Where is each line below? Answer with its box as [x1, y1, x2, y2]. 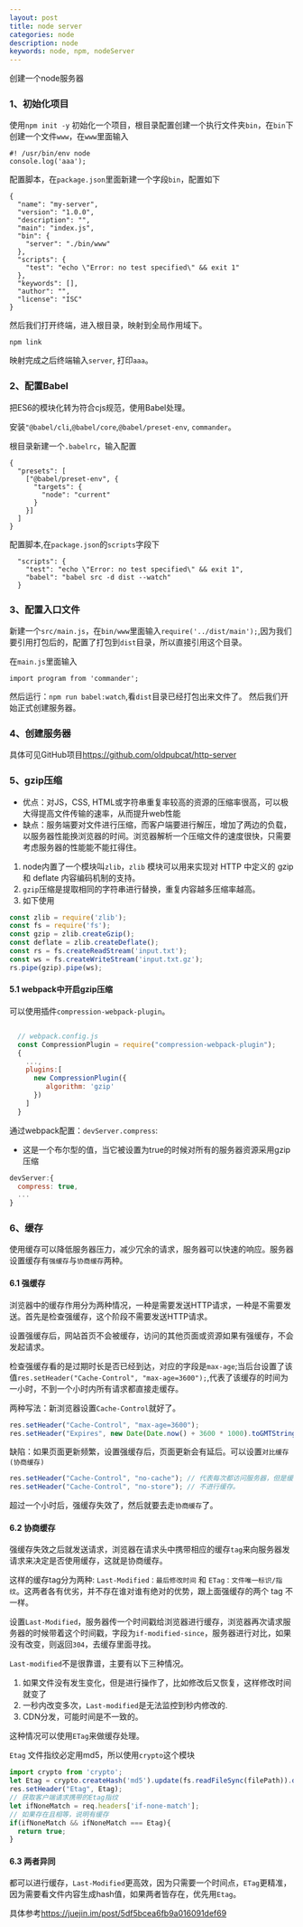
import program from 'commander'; [9, 675, 140, 684]
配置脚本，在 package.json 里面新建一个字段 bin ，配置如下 [9, 174, 221, 185]
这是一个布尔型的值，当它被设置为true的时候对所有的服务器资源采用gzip [22, 1144, 291, 1155]
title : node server [9, 22, 83, 31]
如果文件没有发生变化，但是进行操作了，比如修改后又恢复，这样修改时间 [22, 1677, 291, 1688]
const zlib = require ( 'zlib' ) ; [9, 912, 127, 922]
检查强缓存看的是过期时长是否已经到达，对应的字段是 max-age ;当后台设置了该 [9, 1360, 293, 1371]
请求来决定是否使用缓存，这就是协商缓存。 [9, 1555, 168, 1566]
